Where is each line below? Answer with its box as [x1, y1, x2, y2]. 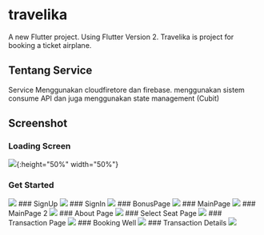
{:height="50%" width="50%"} [16, 160, 119, 169]
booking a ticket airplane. [8, 40, 92, 50]
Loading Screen [8, 141, 71, 152]
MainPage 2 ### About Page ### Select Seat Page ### [8, 208, 222, 217]
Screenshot [8, 117, 68, 130]
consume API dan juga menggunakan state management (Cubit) [8, 94, 220, 103]
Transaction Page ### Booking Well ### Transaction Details [8, 217, 227, 227]
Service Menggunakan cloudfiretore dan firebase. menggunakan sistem [8, 85, 246, 94]
